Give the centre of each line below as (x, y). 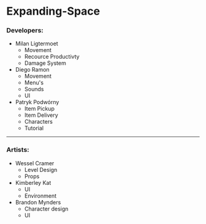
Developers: (25, 31)
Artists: (18, 150)
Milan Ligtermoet (36, 43)
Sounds (34, 89)
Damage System (45, 63)
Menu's (34, 83)
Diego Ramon (32, 70)
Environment (40, 196)
